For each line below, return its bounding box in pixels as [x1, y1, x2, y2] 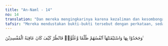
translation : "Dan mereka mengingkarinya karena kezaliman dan [5, 16, 140, 21]
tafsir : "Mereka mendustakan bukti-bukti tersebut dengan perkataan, [5, 21, 153, 26]
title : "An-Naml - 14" [5, 7, 52, 12]
